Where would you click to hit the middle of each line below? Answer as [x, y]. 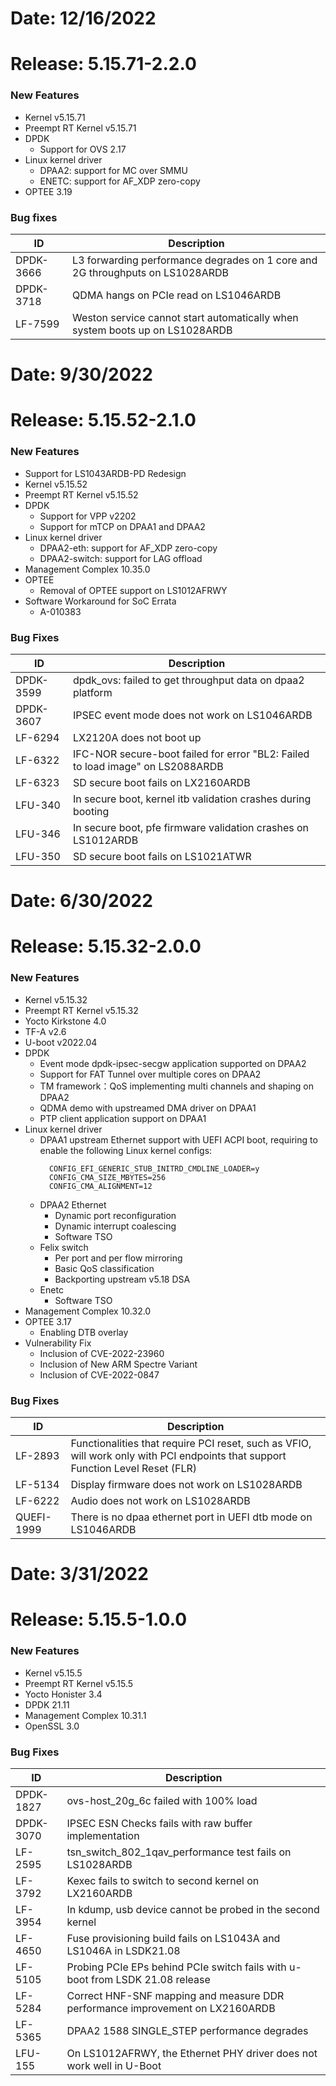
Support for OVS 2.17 [83, 149]
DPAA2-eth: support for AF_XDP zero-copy [128, 548]
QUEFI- [33, 1517]
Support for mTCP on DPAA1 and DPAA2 [122, 526]
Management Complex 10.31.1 [85, 1715]
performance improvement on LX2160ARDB [171, 2008]
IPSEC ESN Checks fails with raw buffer [159, 1823]
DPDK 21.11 [47, 1704]
